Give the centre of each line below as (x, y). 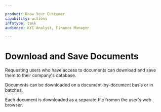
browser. (14, 105)
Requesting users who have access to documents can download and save (80, 70)
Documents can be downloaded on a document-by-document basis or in (79, 85)
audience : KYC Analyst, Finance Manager (47, 28)
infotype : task (21, 23)
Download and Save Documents (72, 56)
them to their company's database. (41, 75)
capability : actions (26, 19)
